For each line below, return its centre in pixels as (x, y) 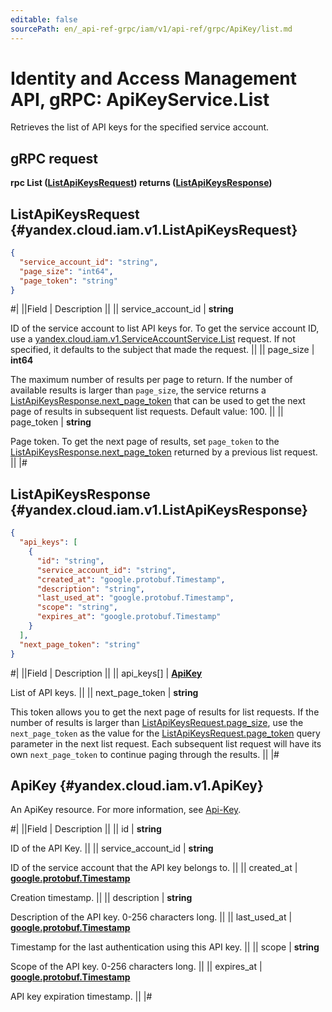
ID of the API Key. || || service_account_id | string (112, 848)
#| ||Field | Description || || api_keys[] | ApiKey (106, 673)
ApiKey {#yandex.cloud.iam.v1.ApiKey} (137, 785)
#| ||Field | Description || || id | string (86, 829)
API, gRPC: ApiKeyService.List (140, 99)
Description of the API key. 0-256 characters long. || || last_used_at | (151, 917)
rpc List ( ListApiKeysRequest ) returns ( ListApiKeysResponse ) (141, 183)
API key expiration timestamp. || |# (81, 997)
